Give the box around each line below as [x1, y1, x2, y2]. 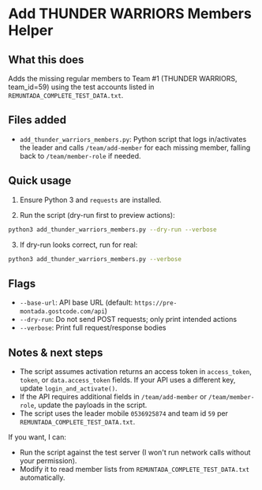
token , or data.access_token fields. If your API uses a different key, [19, 376, 236, 384]
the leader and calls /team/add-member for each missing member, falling [19, 143, 251, 152]
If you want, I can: [8, 432, 67, 442]
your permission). [19, 456, 77, 466]
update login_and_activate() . [19, 383, 118, 393]
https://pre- [133, 299, 178, 308]
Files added [8, 114, 67, 127]
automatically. [19, 473, 65, 482]
